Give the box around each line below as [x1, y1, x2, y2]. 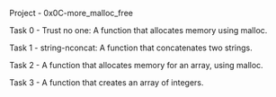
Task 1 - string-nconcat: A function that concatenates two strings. [9, 42, 254, 53]
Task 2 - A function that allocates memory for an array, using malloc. [9, 60, 263, 70]
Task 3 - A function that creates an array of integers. [9, 77, 204, 88]
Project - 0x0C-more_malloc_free [9, 8, 133, 18]
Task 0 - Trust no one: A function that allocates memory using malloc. [9, 25, 268, 35]
